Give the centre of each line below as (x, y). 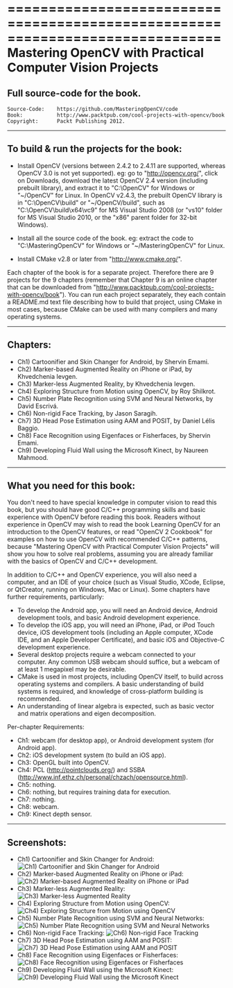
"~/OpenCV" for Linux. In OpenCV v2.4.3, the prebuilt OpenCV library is (120, 195)
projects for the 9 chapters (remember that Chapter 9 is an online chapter (112, 280)
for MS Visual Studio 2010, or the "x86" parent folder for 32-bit (107, 217)
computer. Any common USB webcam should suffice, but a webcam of (119, 662)
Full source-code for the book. (74, 93)
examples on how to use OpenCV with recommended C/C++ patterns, (107, 539)
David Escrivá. (38, 406)
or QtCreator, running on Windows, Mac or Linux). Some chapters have (109, 590)
